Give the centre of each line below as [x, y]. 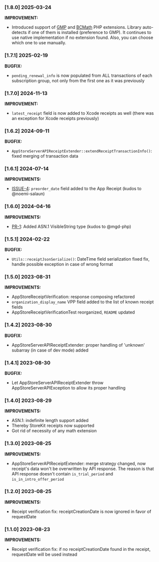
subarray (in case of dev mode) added [50, 350]
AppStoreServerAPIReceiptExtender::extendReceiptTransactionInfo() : [82, 151]
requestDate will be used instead [44, 554]
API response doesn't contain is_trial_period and [62, 474]
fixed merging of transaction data [45, 156]
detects [19, 33]
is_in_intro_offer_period [38, 479]
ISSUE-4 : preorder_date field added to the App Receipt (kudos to [76, 189]
